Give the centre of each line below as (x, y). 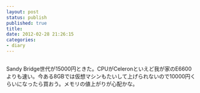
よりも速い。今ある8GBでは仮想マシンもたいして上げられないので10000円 (98, 76)
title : (14, 29)
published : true (27, 23)
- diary (16, 46)
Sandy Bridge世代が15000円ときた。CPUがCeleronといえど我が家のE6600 (99, 69)
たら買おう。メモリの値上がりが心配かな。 (85, 84)
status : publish (27, 18)
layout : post (23, 12)
